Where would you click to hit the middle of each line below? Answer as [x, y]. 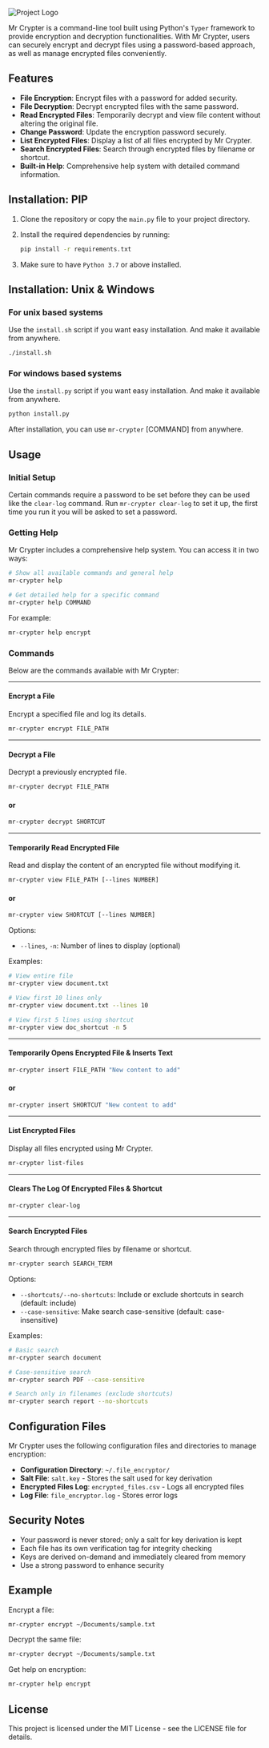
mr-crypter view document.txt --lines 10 [78, 1005]
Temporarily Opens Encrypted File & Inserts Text [91, 1053]
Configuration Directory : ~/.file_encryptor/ [95, 1469]
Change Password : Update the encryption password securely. [123, 131]
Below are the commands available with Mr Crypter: [94, 670]
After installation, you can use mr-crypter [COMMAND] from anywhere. [126, 429]
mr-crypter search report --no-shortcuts [78, 1401]
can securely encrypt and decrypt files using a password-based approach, [132, 45]
